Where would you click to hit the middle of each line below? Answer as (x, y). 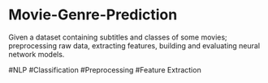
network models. (37, 54)
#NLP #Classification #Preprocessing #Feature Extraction (105, 69)
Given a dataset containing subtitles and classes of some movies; (118, 37)
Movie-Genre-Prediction (93, 15)
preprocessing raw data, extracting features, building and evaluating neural (134, 45)
